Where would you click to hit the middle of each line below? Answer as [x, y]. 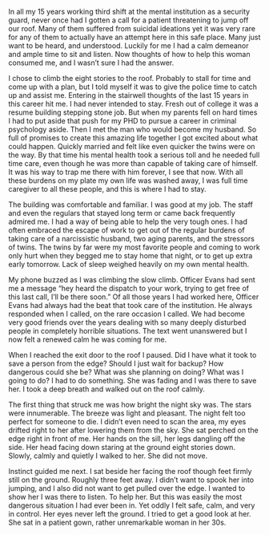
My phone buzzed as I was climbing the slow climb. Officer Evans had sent [132, 280]
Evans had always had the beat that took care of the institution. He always [130, 305]
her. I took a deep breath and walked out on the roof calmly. [107, 389]
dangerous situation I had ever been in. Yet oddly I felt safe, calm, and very [132, 505]
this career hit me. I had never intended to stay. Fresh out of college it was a [133, 104]
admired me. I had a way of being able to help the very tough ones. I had [128, 221]
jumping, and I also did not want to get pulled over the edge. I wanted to [127, 488]
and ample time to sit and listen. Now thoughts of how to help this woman [129, 54]
